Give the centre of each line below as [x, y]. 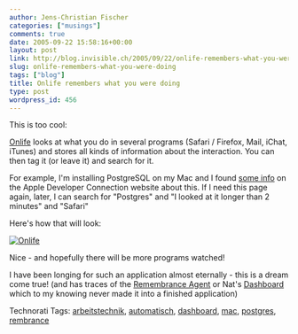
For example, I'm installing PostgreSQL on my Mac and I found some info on [148, 178]
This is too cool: [39, 125]
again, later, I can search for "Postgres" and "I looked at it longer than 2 [140, 197]
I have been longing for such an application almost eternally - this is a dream [149, 275]
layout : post [33, 50]
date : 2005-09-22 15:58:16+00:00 [71, 42]
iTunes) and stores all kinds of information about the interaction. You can [142, 151]
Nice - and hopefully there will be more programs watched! [117, 258]
